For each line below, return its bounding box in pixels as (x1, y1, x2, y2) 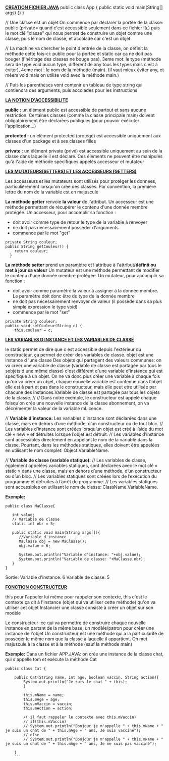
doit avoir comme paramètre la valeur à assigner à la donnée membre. (12, 288, 158, 293)
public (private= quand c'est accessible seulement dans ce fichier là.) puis (5, 25, 160, 31)
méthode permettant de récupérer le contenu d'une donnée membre (5, 204, 148, 210)
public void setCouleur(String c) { (5, 323, 82, 328)
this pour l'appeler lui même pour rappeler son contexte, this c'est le (5, 594, 147, 600)
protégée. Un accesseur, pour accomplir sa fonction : (5, 210, 116, 215)
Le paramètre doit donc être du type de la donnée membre (12, 293, 135, 299)
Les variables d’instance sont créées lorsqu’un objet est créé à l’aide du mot (5, 426, 163, 432)
